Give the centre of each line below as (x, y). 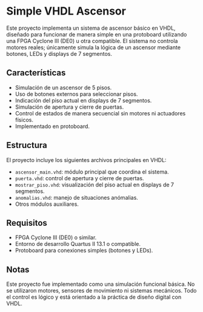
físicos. (24, 120)
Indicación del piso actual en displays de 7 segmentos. (83, 100)
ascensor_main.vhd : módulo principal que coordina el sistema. (92, 172)
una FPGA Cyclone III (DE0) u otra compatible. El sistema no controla (92, 41)
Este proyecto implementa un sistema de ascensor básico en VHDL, (91, 28)
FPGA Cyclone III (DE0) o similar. (56, 237)
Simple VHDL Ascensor (66, 11)
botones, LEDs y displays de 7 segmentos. (59, 53)
